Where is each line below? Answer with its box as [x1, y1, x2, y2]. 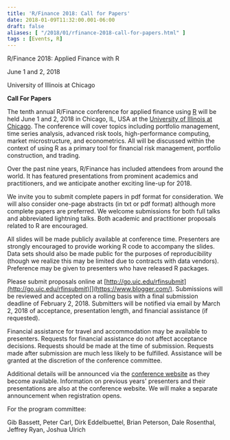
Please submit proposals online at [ [7, 277, 106, 286]
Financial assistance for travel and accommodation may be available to [7, 327, 207, 336]
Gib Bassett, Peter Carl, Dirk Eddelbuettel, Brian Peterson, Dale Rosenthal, [7, 418, 216, 426]
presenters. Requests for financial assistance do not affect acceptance [7, 334, 207, 343]
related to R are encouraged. [7, 222, 88, 230]
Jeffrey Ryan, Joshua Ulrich [7, 426, 86, 434]
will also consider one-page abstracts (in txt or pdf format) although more [7, 200, 216, 208]
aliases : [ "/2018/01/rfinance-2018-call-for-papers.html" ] [7, 29, 186, 36]
